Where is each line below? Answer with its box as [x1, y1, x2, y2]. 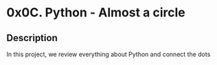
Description [6, 32, 58, 44]
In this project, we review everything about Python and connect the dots [6, 50, 211, 58]
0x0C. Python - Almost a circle [6, 5, 186, 21]
